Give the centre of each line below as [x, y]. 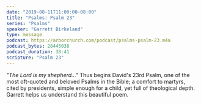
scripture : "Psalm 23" [35, 58]
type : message [24, 35]
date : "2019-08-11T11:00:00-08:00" [52, 12]
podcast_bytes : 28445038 [38, 46]
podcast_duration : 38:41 [38, 52]
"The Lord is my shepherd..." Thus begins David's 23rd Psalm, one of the [98, 75]
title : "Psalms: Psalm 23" [41, 18]
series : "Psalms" [28, 23]
